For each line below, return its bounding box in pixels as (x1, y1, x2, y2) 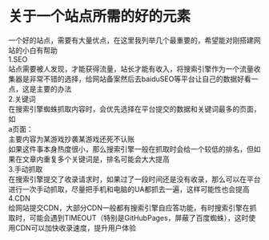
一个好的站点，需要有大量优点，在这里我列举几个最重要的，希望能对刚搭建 (8, 35, 254, 45)
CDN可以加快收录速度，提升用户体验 (14, 222, 136, 233)
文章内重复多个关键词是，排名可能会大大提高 (22, 154, 170, 164)
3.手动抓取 (8, 164, 43, 173)
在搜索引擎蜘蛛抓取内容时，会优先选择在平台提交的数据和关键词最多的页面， (8, 104, 261, 113)
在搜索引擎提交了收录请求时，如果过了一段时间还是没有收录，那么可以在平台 (8, 174, 261, 184)
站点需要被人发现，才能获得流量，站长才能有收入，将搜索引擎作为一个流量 (8, 63, 254, 73)
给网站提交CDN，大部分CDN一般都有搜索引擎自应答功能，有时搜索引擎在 (8, 202, 250, 213)
